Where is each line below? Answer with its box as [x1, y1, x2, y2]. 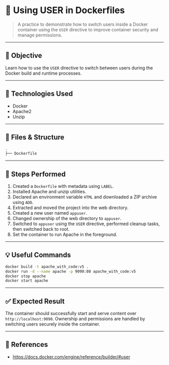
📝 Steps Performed [5, 170, 66, 178]
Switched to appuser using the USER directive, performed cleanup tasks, [12, 221, 160, 227]
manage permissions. [17, 32, 62, 38]
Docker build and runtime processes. [5, 70, 82, 76]
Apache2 [12, 108, 32, 114]
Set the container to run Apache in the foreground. [12, 231, 117, 237]
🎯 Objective [5, 51, 42, 60]
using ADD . [12, 199, 34, 205]
